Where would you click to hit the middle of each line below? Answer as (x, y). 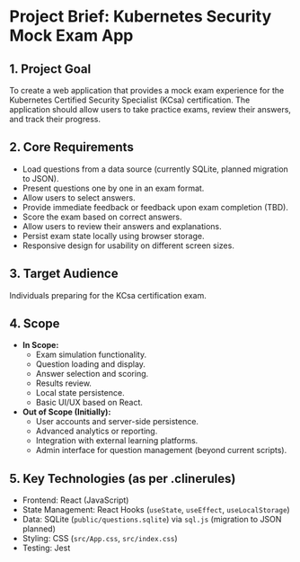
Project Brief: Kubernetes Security (141, 17)
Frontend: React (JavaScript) (75, 500)
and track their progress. (55, 119)
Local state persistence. (80, 393)
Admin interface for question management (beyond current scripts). (161, 450)
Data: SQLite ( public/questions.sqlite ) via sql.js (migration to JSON (152, 520)
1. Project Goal (50, 69)
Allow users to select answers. (79, 197)
